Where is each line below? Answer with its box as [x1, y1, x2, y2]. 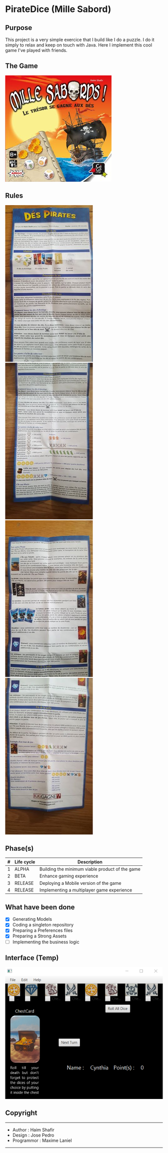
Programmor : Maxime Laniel [12, 1137, 72, 1143]
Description [77, 859, 102, 865]
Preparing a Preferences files [12, 927, 73, 933]
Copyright [5, 1109, 37, 1117]
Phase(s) [5, 844, 34, 853]
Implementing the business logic [12, 939, 79, 945]
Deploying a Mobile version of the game [39, 880, 121, 886]
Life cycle [14, 859, 35, 865]
